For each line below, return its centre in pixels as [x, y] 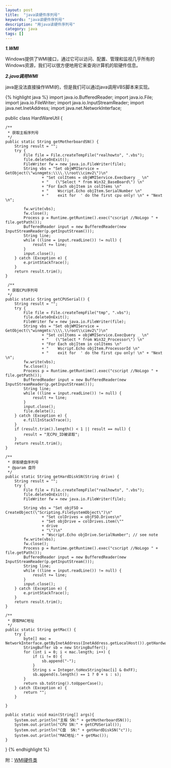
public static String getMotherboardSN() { [52, 142]
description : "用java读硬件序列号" [40, 24]
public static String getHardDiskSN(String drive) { [62, 477]
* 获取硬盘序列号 [23, 462]
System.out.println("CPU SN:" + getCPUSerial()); [68, 725]
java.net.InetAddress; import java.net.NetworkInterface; [64, 108]
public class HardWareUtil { [34, 118]
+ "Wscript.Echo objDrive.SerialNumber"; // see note [100, 535]
